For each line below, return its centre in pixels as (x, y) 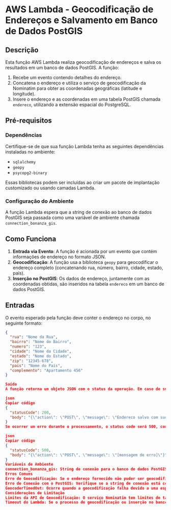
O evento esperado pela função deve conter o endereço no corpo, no (78, 318)
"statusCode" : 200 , (31, 412)
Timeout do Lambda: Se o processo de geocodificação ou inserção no (79, 502)
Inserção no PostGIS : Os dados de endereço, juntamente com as (81, 278)
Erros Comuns (19, 474)
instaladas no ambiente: (30, 152)
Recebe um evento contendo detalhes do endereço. (67, 77)
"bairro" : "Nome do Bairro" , (41, 342)
